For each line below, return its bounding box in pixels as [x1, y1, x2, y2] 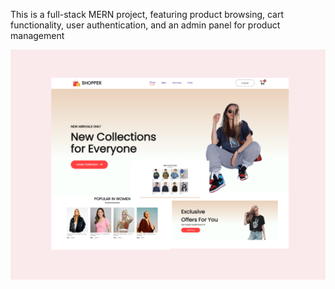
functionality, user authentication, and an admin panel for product [10, 19, 281, 31]
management [10, 30, 65, 41]
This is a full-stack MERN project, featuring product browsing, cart [10, 9, 285, 20]
